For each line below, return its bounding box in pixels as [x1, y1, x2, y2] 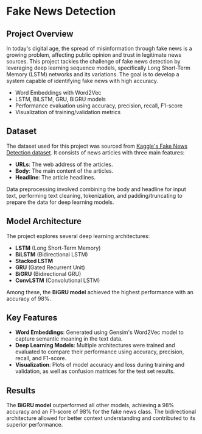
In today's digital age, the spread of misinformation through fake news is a [6, 45, 193, 52]
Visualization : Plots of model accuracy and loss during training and [15, 361, 185, 369]
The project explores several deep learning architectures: [6, 232, 150, 239]
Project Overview [6, 29, 74, 39]
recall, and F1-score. [15, 355, 67, 362]
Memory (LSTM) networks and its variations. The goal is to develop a [6, 71, 179, 78]
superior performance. [6, 421, 63, 429]
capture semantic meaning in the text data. [15, 335, 123, 342]
